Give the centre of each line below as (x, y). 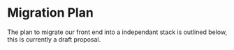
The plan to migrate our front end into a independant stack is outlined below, (117, 32)
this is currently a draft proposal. (54, 39)
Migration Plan (51, 13)
